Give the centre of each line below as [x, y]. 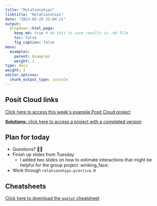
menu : [11, 47]
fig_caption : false [34, 42]
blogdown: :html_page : [32, 28]
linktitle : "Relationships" [34, 14]
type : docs [16, 65]
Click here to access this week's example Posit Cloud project [68, 112]
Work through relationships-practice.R [54, 170]
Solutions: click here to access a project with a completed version [73, 121]
